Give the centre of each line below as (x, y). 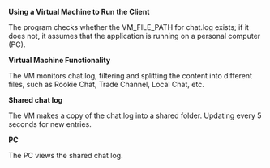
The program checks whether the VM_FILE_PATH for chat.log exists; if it (129, 27)
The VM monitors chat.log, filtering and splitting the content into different (131, 76)
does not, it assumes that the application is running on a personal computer (135, 36)
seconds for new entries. (50, 124)
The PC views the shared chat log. (66, 155)
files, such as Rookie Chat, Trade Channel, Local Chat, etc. (106, 84)
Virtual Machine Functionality (60, 60)
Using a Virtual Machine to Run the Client (79, 12)
